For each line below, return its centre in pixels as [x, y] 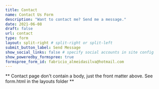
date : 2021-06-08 [24, 24]
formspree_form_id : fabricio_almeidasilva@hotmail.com [65, 62]
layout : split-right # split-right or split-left [59, 43]
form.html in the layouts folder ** [40, 81]
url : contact [19, 33]
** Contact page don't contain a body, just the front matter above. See [79, 76]
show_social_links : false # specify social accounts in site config [79, 52]
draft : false [19, 29]
